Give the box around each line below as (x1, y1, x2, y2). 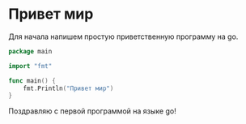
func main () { (8, 76, 57, 85)
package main (8, 47, 53, 55)
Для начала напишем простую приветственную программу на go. (8, 32, 239, 41)
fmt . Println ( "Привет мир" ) (23, 84, 114, 92)
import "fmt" (8, 62, 53, 70)
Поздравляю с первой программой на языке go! (8, 106, 176, 116)
